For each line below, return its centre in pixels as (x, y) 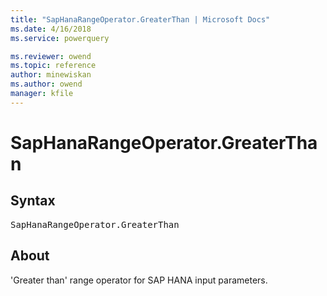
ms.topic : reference (53, 66)
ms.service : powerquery (60, 38)
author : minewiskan (51, 75)
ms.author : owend (46, 84)
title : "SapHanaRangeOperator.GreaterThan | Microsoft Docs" (140, 19)
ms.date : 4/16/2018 (51, 29)
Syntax (33, 201)
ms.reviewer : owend (51, 56)
